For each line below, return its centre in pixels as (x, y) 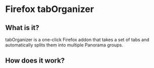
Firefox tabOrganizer (50, 9)
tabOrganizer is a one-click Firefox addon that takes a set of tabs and (78, 39)
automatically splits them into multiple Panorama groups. (64, 45)
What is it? (22, 28)
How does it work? (35, 61)
